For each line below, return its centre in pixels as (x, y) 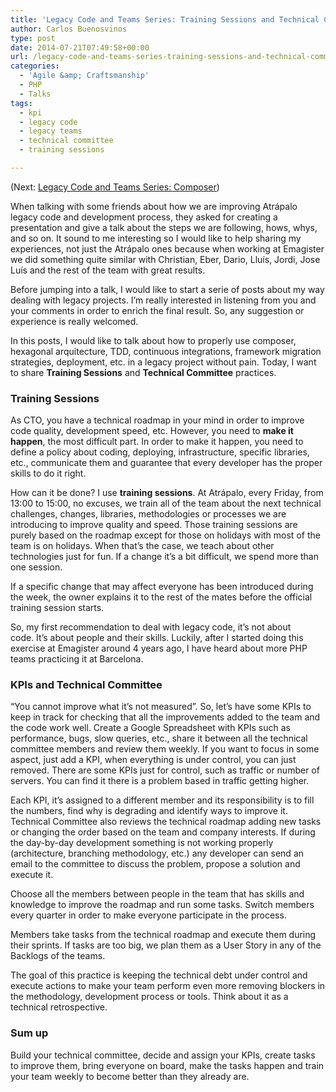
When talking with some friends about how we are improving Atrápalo (154, 206)
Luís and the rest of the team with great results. (108, 270)
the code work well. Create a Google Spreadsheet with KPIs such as (150, 728)
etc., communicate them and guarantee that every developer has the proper (166, 463)
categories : (35, 66)
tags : (21, 103)
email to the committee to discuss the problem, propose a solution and (155, 864)
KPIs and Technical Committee (86, 685)
